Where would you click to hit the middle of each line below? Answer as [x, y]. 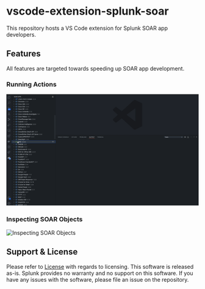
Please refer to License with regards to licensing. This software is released [100, 266]
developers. [21, 34]
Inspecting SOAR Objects [45, 219]
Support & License [42, 252]
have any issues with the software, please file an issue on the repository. [98, 279]
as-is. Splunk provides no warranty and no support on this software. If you [100, 273]
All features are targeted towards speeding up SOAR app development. [95, 68]
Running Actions [31, 84]
